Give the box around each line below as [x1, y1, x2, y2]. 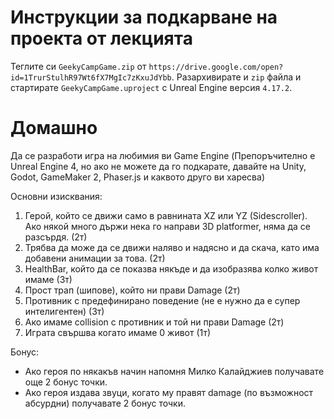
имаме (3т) [24, 273, 73, 285]
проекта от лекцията [10, 27, 193, 50]
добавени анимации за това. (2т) [24, 252, 166, 264]
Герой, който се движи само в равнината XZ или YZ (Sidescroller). [24, 209, 308, 221]
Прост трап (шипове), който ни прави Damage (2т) [24, 284, 241, 296]
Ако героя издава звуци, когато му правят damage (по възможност [24, 386, 314, 398]
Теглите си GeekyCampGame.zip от [10, 60, 147, 72]
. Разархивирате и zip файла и [171, 71, 302, 83]
